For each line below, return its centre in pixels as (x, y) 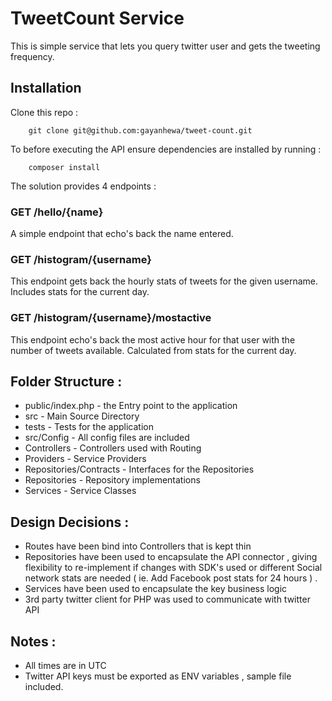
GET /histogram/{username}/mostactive (111, 318)
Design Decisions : (70, 522)
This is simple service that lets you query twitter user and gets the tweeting (165, 46)
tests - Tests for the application (89, 427)
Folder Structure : (66, 382)
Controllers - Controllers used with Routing (113, 448)
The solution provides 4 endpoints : (83, 186)
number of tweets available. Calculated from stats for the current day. (153, 350)
